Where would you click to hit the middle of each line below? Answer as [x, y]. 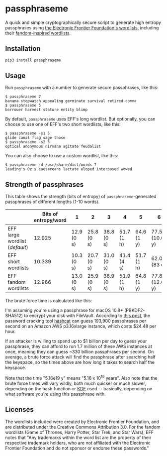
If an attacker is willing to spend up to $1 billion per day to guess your [76, 341]
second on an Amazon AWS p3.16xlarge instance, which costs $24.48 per [81, 326]
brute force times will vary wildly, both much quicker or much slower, [76, 383]
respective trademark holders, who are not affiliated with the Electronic [78, 443]
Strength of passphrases [44, 184]
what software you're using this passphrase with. [55, 394]
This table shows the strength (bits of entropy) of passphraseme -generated [81, 197]
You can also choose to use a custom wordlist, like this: [62, 156]
